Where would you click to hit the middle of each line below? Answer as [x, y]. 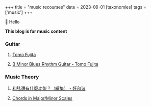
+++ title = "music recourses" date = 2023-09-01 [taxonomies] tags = [76, 7]
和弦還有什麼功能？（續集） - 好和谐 [49, 88]
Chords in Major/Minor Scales [42, 98]
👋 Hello [12, 22]
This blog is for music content [36, 31]
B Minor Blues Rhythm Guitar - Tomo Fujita [55, 64]
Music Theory [22, 77]
